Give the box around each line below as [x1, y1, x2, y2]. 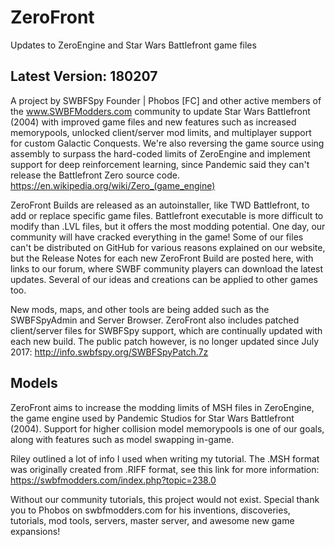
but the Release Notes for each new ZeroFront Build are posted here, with [10, 252, 314, 264]
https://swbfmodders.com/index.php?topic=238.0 [10, 474, 217, 486]
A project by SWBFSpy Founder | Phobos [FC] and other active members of [10, 94, 322, 106]
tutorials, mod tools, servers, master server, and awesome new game [10, 514, 295, 526]
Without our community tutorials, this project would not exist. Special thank [10, 493, 320, 505]
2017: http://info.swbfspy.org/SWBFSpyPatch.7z [10, 346, 209, 358]
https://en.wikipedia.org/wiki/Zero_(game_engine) [10, 179, 216, 191]
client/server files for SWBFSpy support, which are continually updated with [10, 324, 323, 336]
